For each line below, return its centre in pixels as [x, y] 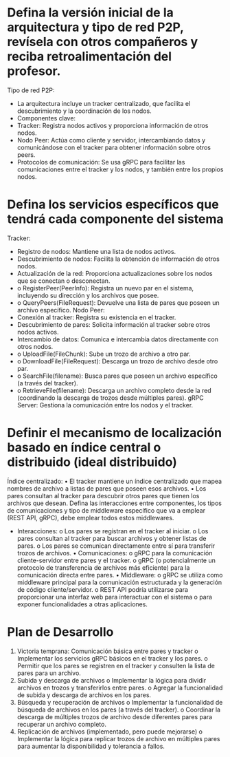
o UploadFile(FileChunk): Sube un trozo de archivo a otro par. [104, 354]
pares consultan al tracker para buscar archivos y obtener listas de [112, 538]
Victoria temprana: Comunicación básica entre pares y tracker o [107, 651]
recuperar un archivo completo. [61, 724]
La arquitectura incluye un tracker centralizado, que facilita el [104, 103]
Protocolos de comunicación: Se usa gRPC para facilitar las [101, 162]
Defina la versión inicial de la [90, 13]
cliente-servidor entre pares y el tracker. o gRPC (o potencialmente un [116, 560]
